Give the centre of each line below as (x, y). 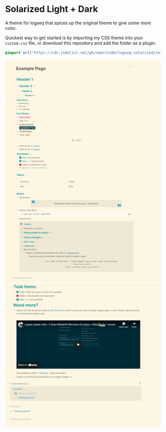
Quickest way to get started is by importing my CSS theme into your (74, 38)
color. (11, 28)
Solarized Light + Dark (52, 9)
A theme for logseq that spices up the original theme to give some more (78, 23)
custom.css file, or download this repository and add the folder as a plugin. (81, 43)
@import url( (19, 53)
